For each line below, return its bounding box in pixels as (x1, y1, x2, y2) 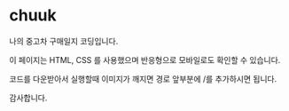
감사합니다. (9, 92, 48, 103)
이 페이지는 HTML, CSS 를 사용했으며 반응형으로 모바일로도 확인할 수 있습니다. (9, 54, 281, 65)
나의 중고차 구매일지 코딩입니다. (9, 36, 119, 46)
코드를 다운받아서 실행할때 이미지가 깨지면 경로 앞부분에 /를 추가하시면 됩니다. (9, 73, 277, 84)
